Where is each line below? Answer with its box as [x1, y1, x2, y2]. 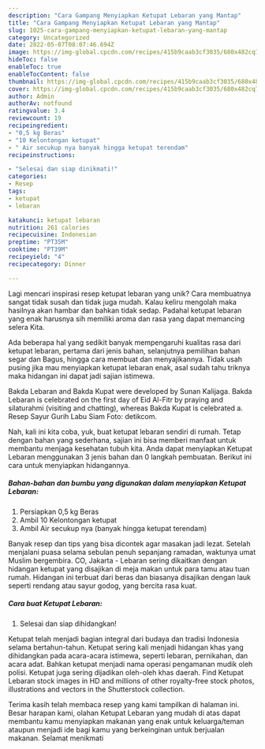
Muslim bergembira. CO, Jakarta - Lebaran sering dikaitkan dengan [8, 556, 227, 565]
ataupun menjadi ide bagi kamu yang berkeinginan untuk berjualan [8, 725, 225, 734]
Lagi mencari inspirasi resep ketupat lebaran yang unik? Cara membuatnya [8, 289, 252, 298]
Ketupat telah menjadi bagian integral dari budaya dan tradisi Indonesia [8, 634, 239, 643]
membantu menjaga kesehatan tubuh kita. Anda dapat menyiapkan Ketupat [8, 444, 252, 453]
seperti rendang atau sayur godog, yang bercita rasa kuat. [8, 581, 197, 590]
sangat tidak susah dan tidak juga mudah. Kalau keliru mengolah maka [8, 297, 237, 306]
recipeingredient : [8, 122, 69, 129]
